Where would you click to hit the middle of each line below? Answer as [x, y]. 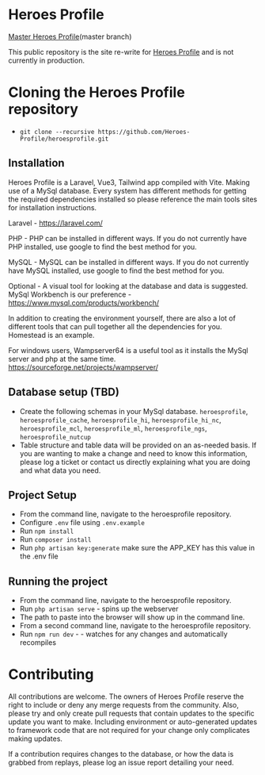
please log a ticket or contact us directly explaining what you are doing [135, 462]
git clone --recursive [57, 132]
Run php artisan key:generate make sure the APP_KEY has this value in [137, 548]
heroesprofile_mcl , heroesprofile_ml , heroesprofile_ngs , [113, 428]
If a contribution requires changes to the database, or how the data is [121, 754]
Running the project [58, 581]
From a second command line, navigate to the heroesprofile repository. [135, 626]
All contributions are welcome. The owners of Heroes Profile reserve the [126, 696]
